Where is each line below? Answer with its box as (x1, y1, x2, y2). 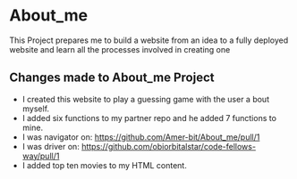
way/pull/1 (21, 151, 60, 161)
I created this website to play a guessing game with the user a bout (21, 94, 270, 104)
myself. (21, 103, 50, 114)
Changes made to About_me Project (9, 70, 215, 85)
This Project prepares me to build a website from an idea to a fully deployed (9, 35, 289, 45)
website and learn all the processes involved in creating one (9, 44, 231, 54)
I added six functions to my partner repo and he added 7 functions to (21, 112, 277, 123)
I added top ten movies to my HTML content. (21, 159, 188, 170)
